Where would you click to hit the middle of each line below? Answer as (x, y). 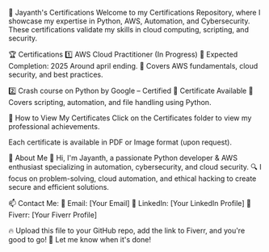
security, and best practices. (56, 74)
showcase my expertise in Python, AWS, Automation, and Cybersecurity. (129, 21)
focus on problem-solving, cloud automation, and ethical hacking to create (132, 178)
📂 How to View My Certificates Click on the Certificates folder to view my (130, 118)
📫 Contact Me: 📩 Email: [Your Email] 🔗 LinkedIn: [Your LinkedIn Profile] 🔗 (130, 203)
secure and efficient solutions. (59, 187)
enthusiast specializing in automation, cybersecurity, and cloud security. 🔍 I (135, 167)
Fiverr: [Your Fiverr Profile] (53, 215)
